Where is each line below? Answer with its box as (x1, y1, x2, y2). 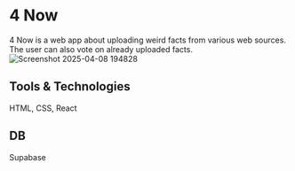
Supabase (9, 152, 46, 162)
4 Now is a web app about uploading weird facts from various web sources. (9, 35, 287, 45)
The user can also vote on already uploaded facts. (9, 43, 194, 54)
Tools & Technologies (9, 79, 131, 94)
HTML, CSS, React (9, 103, 77, 113)
